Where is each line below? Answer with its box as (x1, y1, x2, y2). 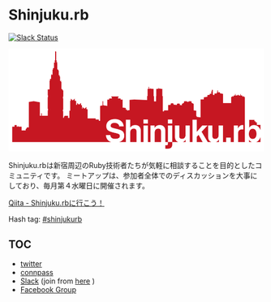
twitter (19, 259, 42, 269)
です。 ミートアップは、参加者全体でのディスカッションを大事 (43, 170, 251, 180)
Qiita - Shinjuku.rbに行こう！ (8, 197, 105, 208)
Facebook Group (19, 285, 77, 295)
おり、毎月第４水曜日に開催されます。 (22, 180, 150, 190)
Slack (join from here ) (19, 276, 96, 286)
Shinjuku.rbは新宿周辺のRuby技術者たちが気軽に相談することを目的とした (8, 160, 256, 170)
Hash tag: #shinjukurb (8, 214, 83, 224)
